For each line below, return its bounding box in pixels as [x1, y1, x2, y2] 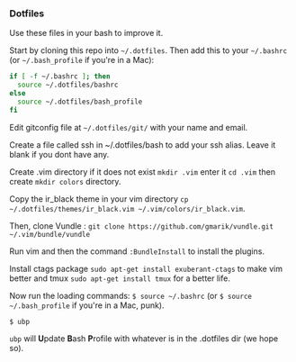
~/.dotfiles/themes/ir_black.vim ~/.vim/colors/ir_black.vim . [9, 203, 246, 213]
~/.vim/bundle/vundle [9, 230, 91, 239]
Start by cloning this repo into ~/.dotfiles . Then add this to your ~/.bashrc [9, 45, 288, 56]
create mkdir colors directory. [9, 176, 121, 186]
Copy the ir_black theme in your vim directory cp [9, 193, 189, 204]
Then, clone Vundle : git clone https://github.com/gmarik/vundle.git [9, 220, 274, 231]
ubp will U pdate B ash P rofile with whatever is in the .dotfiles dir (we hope [9, 332, 279, 344]
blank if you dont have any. [9, 149, 110, 159]
